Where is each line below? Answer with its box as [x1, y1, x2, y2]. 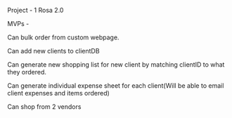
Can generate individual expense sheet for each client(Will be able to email [7, 81, 224, 90]
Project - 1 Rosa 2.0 [7, 6, 64, 14]
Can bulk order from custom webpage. [7, 33, 120, 41]
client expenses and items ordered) [7, 89, 110, 97]
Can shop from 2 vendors [7, 103, 82, 111]
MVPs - [7, 20, 30, 27]
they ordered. [7, 68, 47, 76]
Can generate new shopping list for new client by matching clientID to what [7, 60, 225, 69]
